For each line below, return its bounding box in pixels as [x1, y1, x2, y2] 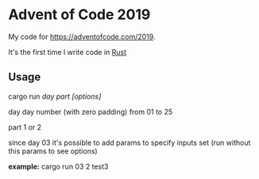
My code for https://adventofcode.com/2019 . [8, 32, 156, 41]
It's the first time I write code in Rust [8, 47, 127, 56]
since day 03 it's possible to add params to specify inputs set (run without [8, 138, 251, 147]
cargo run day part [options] [8, 91, 102, 101]
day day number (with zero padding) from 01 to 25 [8, 107, 173, 116]
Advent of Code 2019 [8, 6, 151, 24]
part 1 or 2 [8, 122, 42, 132]
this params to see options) [8, 146, 98, 156]
